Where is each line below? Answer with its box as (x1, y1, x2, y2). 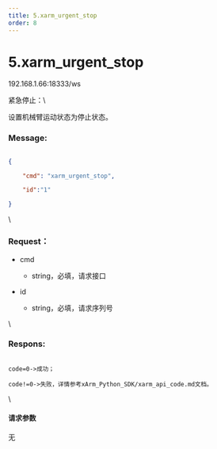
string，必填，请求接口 (31, 271, 107, 280)
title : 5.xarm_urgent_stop (8, 11, 97, 20)
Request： (8, 236, 50, 247)
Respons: (8, 338, 46, 349)
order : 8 (8, 19, 37, 27)
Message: (8, 132, 48, 143)
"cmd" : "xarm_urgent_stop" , (22, 172, 115, 180)
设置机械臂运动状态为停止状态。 (8, 112, 112, 122)
